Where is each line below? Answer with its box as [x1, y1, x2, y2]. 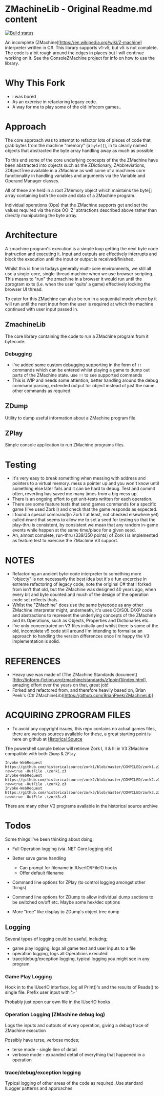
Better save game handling [12, 855, 66, 861]
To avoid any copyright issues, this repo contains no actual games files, [12, 726, 156, 732]
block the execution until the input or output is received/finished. [5, 256, 135, 262]
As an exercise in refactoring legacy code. [12, 99, 97, 105]
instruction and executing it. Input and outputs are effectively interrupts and [5, 251, 157, 257]
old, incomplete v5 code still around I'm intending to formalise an [12, 628, 143, 634]
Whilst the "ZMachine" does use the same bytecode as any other [12, 602, 143, 608]
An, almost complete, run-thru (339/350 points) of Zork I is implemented [12, 532, 158, 538]
